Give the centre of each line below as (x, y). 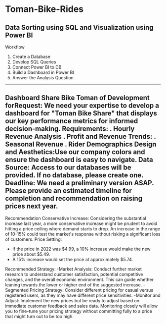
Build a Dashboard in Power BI (43, 72)
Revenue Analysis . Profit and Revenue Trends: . (81, 136)
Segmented (17, 290)
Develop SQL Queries (34, 62)
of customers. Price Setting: (34, 239)
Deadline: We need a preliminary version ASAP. (80, 183)
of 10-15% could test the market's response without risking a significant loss (83, 234)
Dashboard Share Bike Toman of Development (77, 98)
